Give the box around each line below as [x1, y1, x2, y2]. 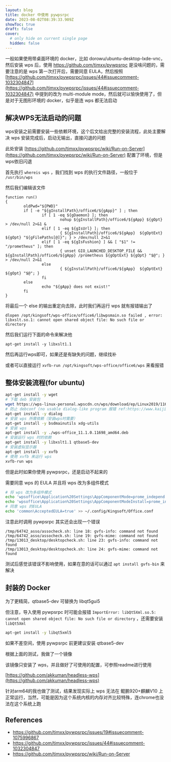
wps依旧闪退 [5, 158, 32, 164]
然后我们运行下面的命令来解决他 [5, 331, 72, 337]
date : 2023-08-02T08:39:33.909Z [5, 17, 74, 22]
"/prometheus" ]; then [5, 244, 53, 249]
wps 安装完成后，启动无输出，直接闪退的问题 [11, 134, 106, 141]
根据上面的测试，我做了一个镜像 [5, 651, 72, 657]
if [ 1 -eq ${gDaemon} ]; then [41, 213, 108, 218]
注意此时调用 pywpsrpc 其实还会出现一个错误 [5, 518, 100, 524]
